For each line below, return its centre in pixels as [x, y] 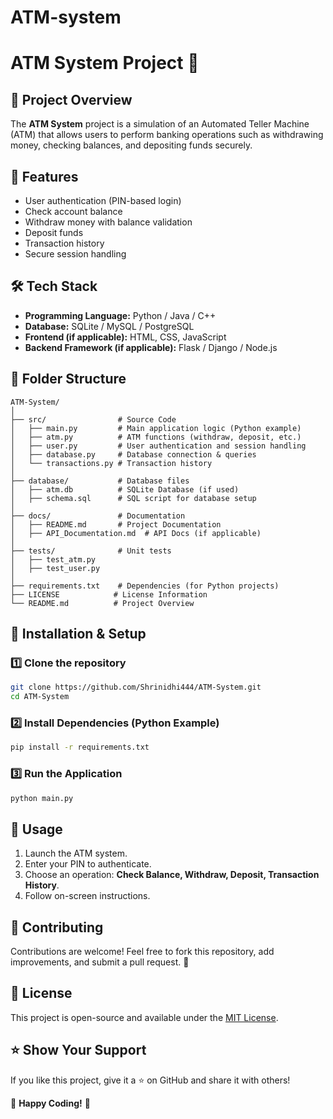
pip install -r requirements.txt [80, 747]
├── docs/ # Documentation [98, 516]
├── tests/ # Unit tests [91, 551]
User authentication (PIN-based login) [103, 200]
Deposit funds [54, 232]
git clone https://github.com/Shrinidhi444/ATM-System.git [136, 687]
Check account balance [73, 211]
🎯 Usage [36, 829]
